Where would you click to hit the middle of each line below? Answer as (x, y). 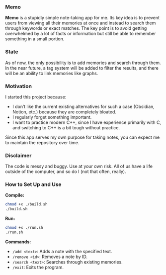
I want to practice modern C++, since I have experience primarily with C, (87, 122)
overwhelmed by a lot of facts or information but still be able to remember (81, 34)
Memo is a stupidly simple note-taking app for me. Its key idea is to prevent (83, 18)
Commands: (18, 242)
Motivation (19, 86)
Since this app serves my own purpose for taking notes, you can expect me (83, 137)
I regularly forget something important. (52, 117)
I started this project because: (36, 97)
